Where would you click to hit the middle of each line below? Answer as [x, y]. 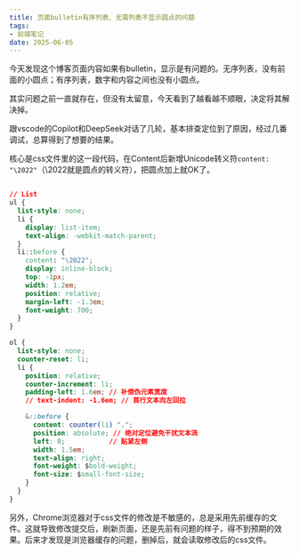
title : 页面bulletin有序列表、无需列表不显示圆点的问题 [102, 17]
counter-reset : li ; [53, 359]
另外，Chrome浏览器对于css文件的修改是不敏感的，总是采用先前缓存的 [139, 517]
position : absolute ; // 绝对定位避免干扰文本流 [115, 433]
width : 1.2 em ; [51, 285]
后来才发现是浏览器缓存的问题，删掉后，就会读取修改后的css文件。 [148, 540]
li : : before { [41, 252]
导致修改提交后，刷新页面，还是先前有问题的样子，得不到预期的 [157, 528]
